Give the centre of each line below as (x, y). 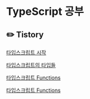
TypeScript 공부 (45, 12)
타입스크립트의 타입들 (31, 65)
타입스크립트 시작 (26, 52)
